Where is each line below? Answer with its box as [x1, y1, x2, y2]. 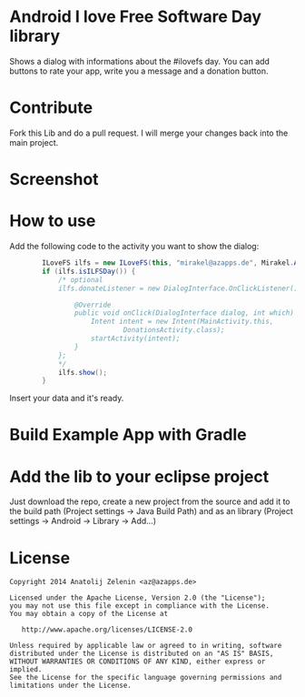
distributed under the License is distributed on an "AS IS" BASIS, [9, 649, 274, 659]
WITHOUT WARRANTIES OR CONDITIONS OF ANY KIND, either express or [9, 657, 266, 666]
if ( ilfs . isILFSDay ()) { [42, 267, 136, 276]
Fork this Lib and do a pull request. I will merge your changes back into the [9, 127, 289, 138]
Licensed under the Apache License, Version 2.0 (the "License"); [9, 593, 266, 602]
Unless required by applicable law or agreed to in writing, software [9, 641, 282, 651]
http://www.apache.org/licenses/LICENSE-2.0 [21, 625, 193, 634]
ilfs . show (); [57, 368, 107, 377]
